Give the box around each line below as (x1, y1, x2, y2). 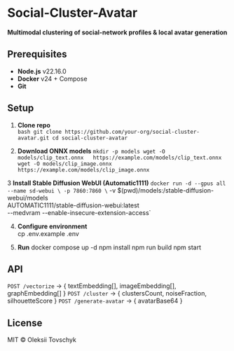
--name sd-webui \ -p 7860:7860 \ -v (7, 186, 116, 194)
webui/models (7, 193, 48, 202)
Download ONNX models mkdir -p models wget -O (17, 146, 166, 155)
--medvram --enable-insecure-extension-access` (7, 208, 151, 216)
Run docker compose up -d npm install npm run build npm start (17, 243, 202, 252)
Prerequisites (7, 48, 67, 60)
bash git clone (17, 128, 62, 135)
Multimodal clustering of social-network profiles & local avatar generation (7, 28, 228, 36)
